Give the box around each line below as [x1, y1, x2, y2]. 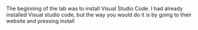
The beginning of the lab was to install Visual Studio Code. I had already [6, 5, 183, 12]
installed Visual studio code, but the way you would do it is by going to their [6, 11, 192, 18]
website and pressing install [6, 18, 75, 24]
